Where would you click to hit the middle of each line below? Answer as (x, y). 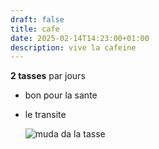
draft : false (37, 19)
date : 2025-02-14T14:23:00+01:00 (80, 38)
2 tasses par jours (48, 76)
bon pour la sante (61, 95)
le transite (45, 115)
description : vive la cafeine (73, 47)
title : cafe (35, 29)
